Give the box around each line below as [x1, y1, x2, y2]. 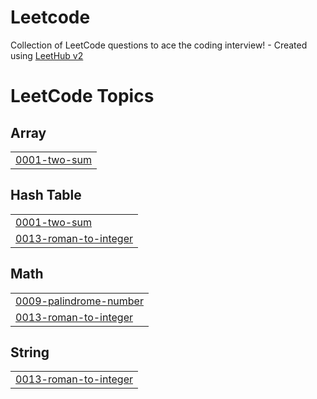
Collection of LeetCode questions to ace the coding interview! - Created [10, 39, 308, 51]
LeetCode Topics [10, 85, 155, 108]
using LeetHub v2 [10, 49, 84, 61]
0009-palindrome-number [15, 294, 144, 308]
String [10, 344, 50, 361]
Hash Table [10, 187, 82, 204]
